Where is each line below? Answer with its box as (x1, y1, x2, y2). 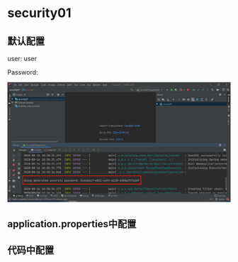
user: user (7, 55, 38, 62)
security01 (7, 5, 72, 21)
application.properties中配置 (7, 218, 137, 230)
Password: (7, 68, 38, 76)
